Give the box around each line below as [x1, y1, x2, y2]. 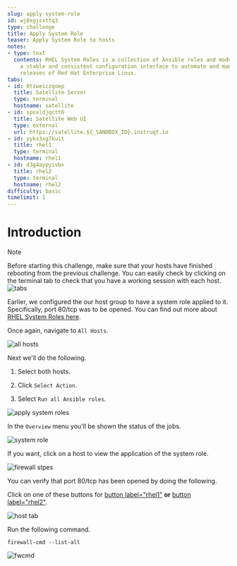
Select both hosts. [17, 368, 71, 376]
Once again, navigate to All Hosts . [7, 326, 109, 335]
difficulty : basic [7, 188, 61, 195]
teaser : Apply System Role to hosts [7, 37, 115, 44]
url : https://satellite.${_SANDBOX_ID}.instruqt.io [13, 128, 169, 136]
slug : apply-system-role [7, 10, 80, 18]
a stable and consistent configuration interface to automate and [20, 63, 219, 70]
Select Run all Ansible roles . [17, 395, 107, 403]
